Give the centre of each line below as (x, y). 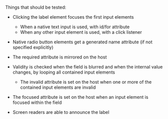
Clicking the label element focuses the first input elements (73, 17)
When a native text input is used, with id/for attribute (75, 27)
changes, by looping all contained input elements (64, 72)
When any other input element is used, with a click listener (81, 32)
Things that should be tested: (36, 7)
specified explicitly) (33, 47)
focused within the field (37, 102)
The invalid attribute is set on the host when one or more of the (86, 82)
